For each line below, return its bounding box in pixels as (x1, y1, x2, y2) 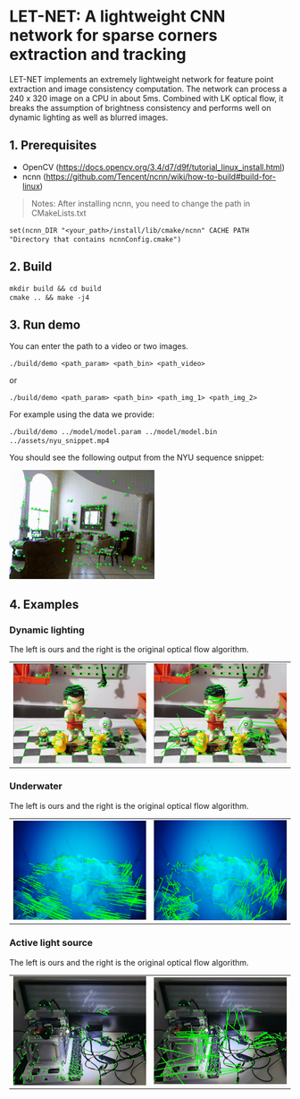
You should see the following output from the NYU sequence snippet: (9, 452, 265, 463)
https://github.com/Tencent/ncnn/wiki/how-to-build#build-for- (46, 171, 277, 182)
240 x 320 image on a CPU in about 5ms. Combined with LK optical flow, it (9, 92, 284, 104)
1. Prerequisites (9, 138, 97, 153)
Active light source (9, 937, 94, 950)
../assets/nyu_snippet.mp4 (9, 437, 110, 446)
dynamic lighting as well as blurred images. (9, 112, 169, 123)
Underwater (9, 780, 62, 793)
